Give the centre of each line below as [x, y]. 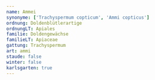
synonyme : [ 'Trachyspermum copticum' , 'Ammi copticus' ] [78, 17]
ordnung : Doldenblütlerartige [44, 23]
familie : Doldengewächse [37, 34]
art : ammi [19, 51]
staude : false [24, 57]
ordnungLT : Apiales [31, 29]
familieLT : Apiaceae [32, 40]
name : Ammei [21, 12]
